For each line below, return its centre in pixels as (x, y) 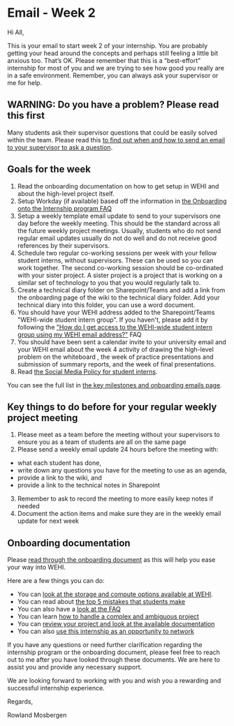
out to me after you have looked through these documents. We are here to (114, 660)
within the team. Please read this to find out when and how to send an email (116, 140)
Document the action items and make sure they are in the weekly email (119, 514)
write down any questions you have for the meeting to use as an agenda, (122, 471)
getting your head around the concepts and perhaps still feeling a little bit (113, 53)
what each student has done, (59, 463)
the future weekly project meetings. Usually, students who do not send (119, 230)
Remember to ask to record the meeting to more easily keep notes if (115, 499)
